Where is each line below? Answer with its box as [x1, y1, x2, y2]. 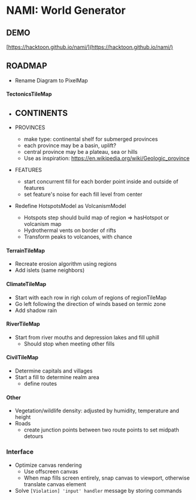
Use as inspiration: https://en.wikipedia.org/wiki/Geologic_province [23, 154, 190, 162]
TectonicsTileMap [6, 91, 52, 98]
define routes [23, 380, 57, 388]
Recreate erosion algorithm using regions [14, 260, 117, 267]
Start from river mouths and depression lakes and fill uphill [14, 334, 160, 341]
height [14, 413, 31, 421]
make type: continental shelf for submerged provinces [23, 136, 158, 143]
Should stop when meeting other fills [23, 340, 115, 347]
